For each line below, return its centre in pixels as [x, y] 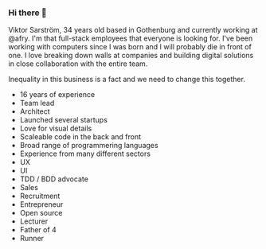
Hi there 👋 [28, 13]
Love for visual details [56, 128]
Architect [35, 111]
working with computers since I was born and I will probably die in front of [130, 47]
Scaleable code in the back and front [80, 137]
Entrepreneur [41, 204]
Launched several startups [63, 120]
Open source [41, 213]
